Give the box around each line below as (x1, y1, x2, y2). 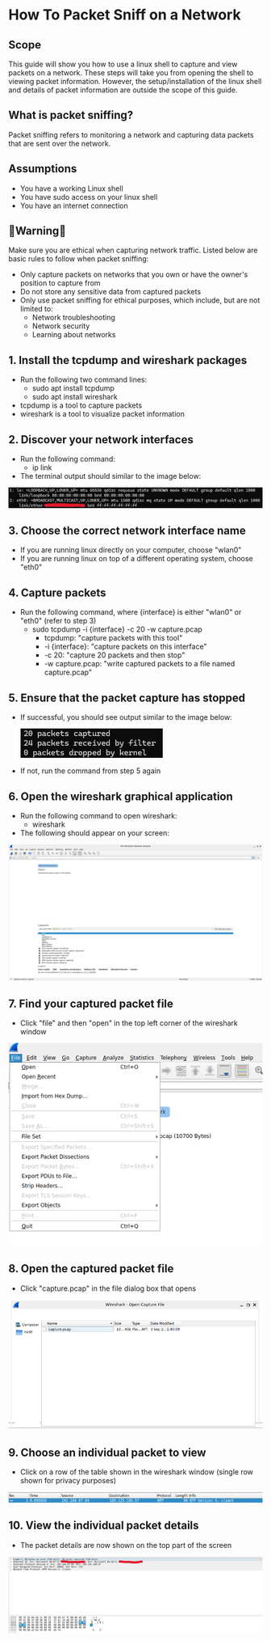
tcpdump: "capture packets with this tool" (44, 633, 183, 643)
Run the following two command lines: (19, 374, 148, 385)
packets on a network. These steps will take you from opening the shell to (8, 68, 254, 78)
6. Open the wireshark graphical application (8, 789, 234, 803)
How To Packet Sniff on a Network (8, 6, 241, 24)
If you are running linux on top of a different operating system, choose (19, 554, 253, 564)
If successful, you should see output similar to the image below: (19, 713, 232, 722)
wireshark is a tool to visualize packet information (19, 409, 186, 419)
